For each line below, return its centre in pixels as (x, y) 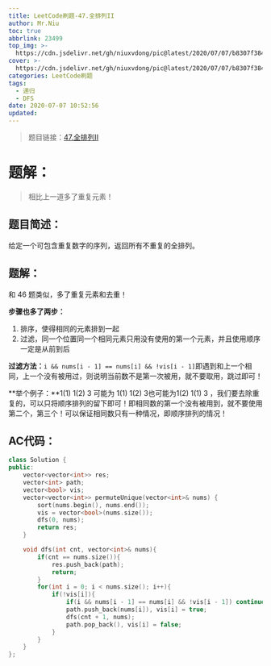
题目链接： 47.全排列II (63, 137)
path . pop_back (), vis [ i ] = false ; (124, 624)
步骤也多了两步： (37, 311)
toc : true (25, 31)
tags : (17, 83)
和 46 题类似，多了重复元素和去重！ (68, 294)
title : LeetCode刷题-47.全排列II (61, 16)
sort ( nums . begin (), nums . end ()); (94, 505)
